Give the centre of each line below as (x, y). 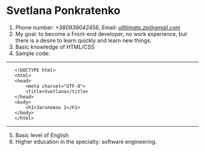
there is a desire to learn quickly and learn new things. (83, 40)
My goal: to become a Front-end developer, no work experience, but (101, 33)
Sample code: (33, 53)
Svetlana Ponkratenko (63, 11)
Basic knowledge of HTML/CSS (55, 47)
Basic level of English (42, 135)
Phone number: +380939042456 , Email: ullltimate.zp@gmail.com (98, 27)
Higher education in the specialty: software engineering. (86, 141)
